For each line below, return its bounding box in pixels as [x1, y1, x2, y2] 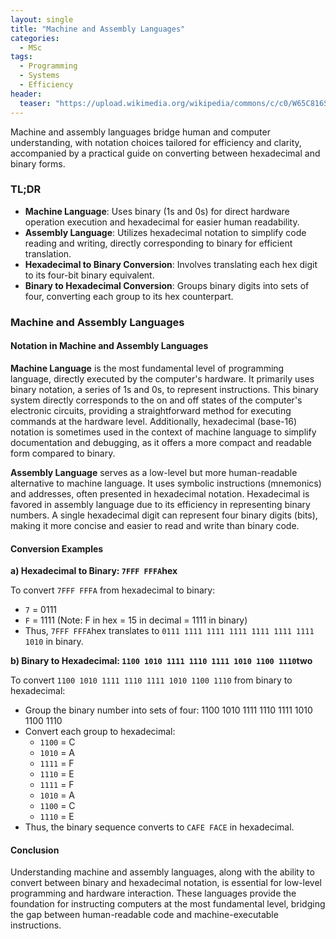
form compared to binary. [10, 447, 116, 459]
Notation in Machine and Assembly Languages [10, 340, 209, 352]
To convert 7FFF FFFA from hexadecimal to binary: [10, 584, 216, 596]
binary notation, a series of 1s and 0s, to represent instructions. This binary [10, 383, 319, 395]
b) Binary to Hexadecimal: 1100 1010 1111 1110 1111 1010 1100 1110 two [10, 655, 313, 667]
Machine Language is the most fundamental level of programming [10, 362, 285, 374]
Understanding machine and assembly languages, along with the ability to [10, 866, 315, 878]
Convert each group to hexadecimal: [24, 726, 176, 738]
